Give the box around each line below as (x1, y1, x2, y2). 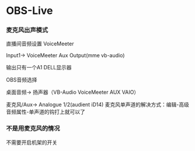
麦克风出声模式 (6, 26, 48, 34)
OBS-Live (6, 4, 53, 17)
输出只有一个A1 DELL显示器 (6, 64, 72, 71)
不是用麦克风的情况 (6, 124, 60, 132)
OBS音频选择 (6, 76, 37, 83)
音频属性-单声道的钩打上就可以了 (6, 108, 86, 115)
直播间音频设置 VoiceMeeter (6, 40, 74, 47)
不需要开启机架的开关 (6, 139, 57, 146)
